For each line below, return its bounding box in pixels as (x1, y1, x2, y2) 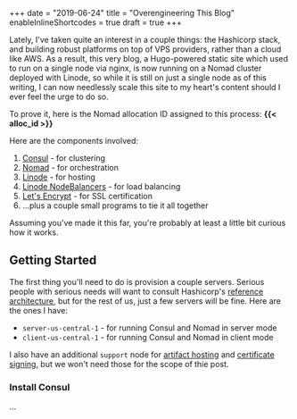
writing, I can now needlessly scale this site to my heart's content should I (9, 82, 281, 92)
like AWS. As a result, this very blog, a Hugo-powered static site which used (9, 54, 288, 63)
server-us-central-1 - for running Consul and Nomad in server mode (21, 322, 277, 333)
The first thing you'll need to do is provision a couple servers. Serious (9, 276, 265, 287)
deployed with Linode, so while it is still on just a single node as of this (9, 72, 268, 83)
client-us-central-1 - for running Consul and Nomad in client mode (21, 331, 274, 342)
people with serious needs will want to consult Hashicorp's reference (9, 286, 264, 297)
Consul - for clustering (21, 153, 105, 163)
